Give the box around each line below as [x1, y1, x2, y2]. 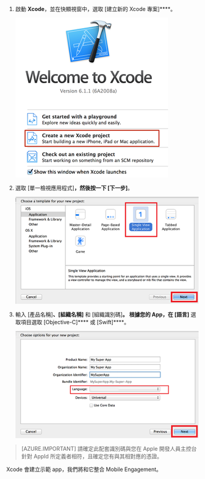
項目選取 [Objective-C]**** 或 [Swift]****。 [20, 319, 130, 326]
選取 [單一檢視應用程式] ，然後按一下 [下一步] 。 [15, 184, 133, 191]
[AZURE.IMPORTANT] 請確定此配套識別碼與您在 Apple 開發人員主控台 [21, 445, 197, 453]
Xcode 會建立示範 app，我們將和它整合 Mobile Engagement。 [6, 466, 162, 473]
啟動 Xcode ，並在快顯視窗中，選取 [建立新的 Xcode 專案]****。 [15, 6, 176, 12]
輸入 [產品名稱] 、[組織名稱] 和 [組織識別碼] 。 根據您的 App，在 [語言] [15, 311, 190, 318]
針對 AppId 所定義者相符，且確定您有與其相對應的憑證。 [21, 453, 163, 460]
